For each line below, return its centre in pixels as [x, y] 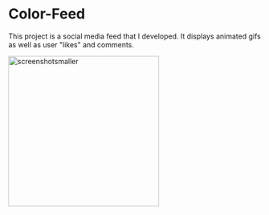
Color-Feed [47, 14]
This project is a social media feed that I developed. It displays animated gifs [134, 36]
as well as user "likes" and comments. [71, 44]
